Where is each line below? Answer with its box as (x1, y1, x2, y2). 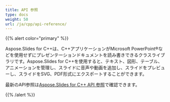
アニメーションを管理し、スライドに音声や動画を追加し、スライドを (5, 65, 148, 71)
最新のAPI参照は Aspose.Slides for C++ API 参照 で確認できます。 (5, 82, 140, 88)
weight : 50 (5, 17, 28, 22)
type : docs (5, 12, 28, 17)
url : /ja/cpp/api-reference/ (5, 21, 67, 27)
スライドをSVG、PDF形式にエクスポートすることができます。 (18, 71, 147, 77)
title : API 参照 (5, 7, 38, 13)
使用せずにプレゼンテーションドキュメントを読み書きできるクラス (14, 52, 152, 58)
